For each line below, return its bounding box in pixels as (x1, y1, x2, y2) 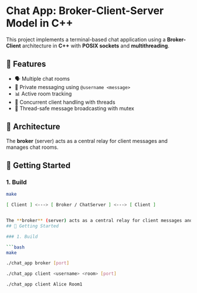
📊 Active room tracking (14, 90, 72, 97)
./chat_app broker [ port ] (6, 260, 69, 266)
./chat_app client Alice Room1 (6, 281, 83, 288)
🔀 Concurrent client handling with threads (14, 98, 116, 105)
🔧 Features (6, 59, 46, 69)
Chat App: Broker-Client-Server (6, 4, 164, 18)
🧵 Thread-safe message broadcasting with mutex (14, 104, 135, 112)
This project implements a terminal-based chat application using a (6, 36, 166, 43)
